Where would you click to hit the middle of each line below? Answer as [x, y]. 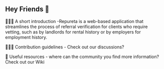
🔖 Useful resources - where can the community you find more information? [82, 56]
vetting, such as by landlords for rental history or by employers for [73, 32]
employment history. [26, 37]
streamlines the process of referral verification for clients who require [77, 26]
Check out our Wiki [25, 62]
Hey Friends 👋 [27, 9]
